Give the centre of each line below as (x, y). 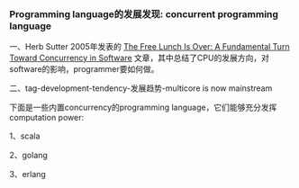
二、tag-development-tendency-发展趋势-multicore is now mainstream (141, 88)
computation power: (46, 118)
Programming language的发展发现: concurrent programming (144, 13)
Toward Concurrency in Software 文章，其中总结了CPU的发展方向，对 (140, 58)
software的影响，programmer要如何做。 (84, 69)
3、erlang (28, 175)
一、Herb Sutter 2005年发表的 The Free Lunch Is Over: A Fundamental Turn (149, 47)
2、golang (28, 156)
